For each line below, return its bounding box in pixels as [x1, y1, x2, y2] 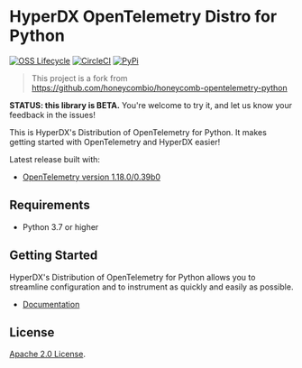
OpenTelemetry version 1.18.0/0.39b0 [22, 171, 160, 182]
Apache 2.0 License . [9, 349, 86, 360]
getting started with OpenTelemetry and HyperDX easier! [9, 136, 221, 147]
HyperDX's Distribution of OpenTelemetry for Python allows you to [9, 271, 256, 282]
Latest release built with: [9, 153, 101, 164]
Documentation [22, 299, 80, 309]
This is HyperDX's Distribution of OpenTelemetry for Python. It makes [9, 126, 268, 137]
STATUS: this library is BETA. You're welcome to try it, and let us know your [9, 99, 293, 110]
